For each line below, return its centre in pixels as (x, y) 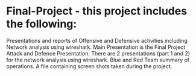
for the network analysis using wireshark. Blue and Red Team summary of (98, 60)
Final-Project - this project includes (97, 11)
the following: (42, 24)
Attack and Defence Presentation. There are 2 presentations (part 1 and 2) (98, 53)
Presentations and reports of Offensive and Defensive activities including (97, 40)
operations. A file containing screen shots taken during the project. (89, 66)
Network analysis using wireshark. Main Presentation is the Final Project (96, 47)
